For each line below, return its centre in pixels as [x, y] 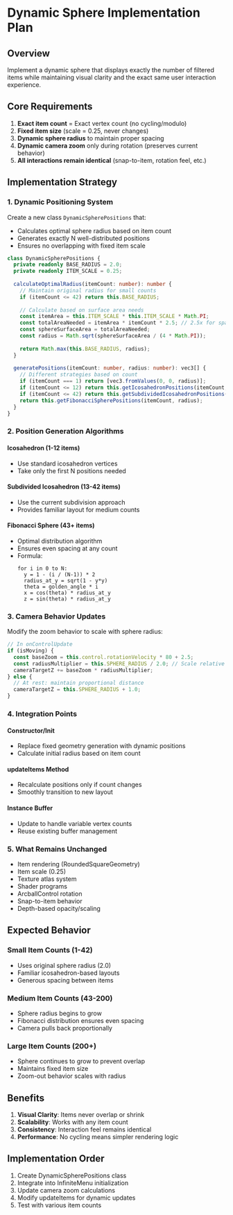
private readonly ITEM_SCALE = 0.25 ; [68, 271]
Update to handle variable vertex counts [75, 823]
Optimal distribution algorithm [60, 541]
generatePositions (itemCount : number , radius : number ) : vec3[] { [110, 368]
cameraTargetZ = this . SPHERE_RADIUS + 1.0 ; [77, 690]
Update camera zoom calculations [66, 1190]
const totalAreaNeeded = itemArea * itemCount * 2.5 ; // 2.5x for [118, 323]
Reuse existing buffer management [67, 831]
